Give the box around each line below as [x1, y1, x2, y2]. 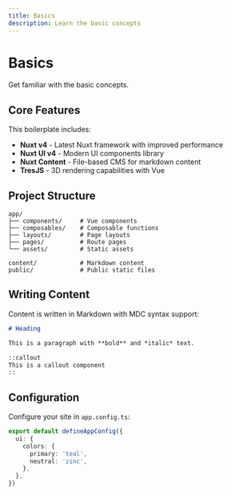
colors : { [22, 442, 56, 450]
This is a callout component [8, 361, 106, 369]
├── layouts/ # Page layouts [8, 231, 130, 239]
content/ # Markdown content [8, 260, 145, 268]
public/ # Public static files [8, 266, 156, 275]
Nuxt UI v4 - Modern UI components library [19, 149, 165, 159]
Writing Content [8, 288, 90, 301]
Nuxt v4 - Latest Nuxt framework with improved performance [19, 140, 224, 150]
